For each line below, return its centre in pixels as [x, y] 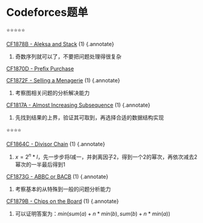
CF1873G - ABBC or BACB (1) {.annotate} [57, 176]
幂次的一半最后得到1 [40, 164]
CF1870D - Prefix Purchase [40, 68]
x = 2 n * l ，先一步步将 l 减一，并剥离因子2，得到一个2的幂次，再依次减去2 [106, 156]
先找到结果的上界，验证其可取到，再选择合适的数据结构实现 [89, 117]
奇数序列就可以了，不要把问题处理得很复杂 [68, 56]
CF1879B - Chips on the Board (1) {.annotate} [63, 201]
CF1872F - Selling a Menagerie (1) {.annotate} [63, 80]
